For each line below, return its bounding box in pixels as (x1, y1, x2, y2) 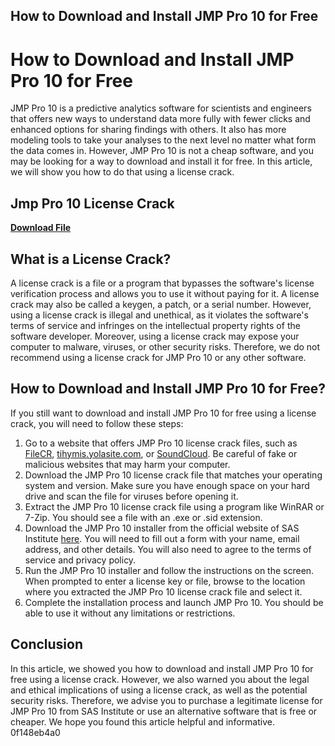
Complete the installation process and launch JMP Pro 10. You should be (24, 596, 324, 608)
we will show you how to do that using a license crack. (10, 166, 235, 178)
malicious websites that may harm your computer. (24, 458, 231, 470)
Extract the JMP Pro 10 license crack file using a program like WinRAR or (24, 500, 325, 513)
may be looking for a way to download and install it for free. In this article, (10, 155, 313, 168)
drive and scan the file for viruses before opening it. (24, 490, 239, 502)
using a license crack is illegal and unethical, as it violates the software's (10, 309, 309, 321)
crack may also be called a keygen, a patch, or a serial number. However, (10, 298, 312, 310)
